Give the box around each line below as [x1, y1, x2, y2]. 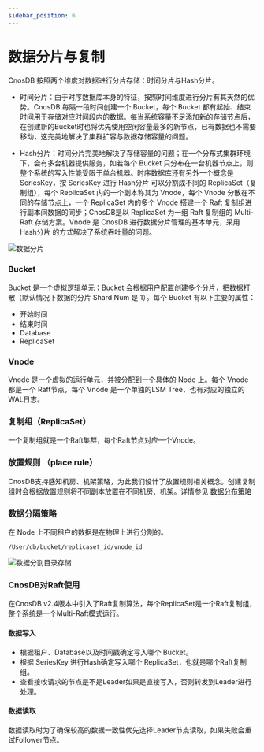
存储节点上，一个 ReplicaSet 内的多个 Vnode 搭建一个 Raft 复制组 [33, 198, 246, 207]
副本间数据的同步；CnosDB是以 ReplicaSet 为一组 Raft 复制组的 [26, 207, 233, 217]
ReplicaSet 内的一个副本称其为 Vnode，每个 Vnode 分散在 [59, 187, 248, 197]
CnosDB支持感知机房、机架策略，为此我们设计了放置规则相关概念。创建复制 [8, 476, 256, 486]
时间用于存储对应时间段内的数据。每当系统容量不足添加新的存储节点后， [19, 112, 255, 121]
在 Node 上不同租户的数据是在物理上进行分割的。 [8, 528, 168, 537]
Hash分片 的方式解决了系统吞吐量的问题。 [19, 227, 156, 236]
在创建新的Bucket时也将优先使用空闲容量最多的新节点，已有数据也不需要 [19, 121, 257, 131]
